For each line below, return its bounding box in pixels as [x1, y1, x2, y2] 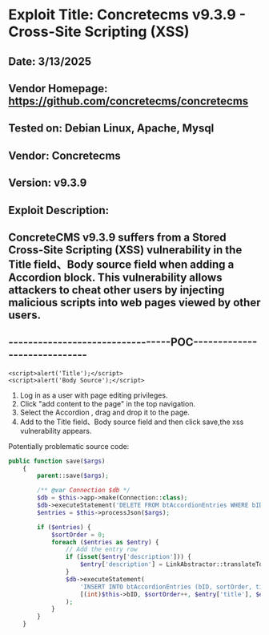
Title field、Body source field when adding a [8, 257, 235, 271]
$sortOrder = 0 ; [50, 531, 106, 539]
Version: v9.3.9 [8, 176, 87, 190]
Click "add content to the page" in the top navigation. [19, 398, 196, 408]
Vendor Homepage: [8, 82, 108, 95]
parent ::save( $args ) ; [37, 471, 110, 480]
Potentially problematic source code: [8, 441, 130, 451]
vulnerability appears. [19, 426, 92, 435]
